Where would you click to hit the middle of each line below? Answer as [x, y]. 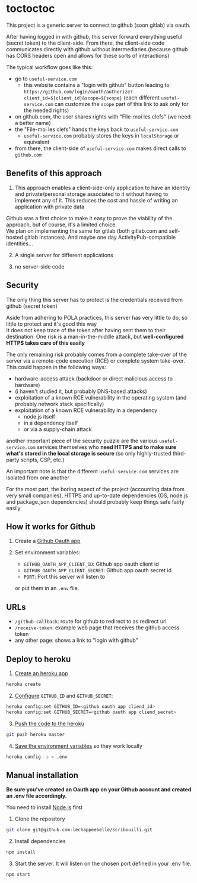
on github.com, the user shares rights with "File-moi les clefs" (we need [103, 116]
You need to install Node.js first [45, 807]
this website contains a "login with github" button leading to [97, 85]
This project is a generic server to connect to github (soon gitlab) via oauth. [99, 25]
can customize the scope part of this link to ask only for [121, 104]
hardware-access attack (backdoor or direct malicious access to [94, 378]
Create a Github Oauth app [47, 541]
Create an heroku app [41, 673]
